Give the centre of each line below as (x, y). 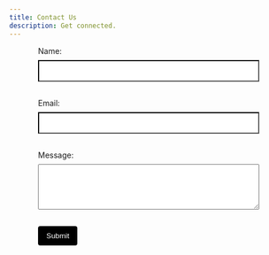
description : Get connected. (63, 26)
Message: (56, 155)
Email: (49, 103)
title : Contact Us (43, 17)
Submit (58, 236)
